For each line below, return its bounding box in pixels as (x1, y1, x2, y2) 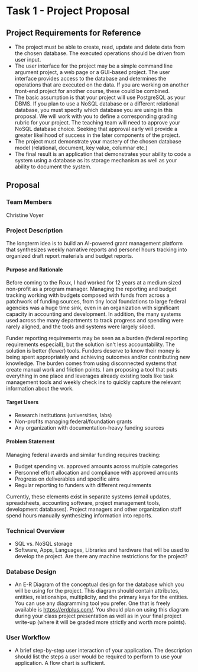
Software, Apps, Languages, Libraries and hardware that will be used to (14, 546, 189, 553)
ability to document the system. (14, 163, 92, 170)
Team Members (6, 198, 52, 206)
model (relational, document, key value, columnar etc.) (14, 144, 148, 151)
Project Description (6, 226, 63, 235)
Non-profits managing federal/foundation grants (14, 418, 132, 425)
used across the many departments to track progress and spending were (6, 317, 184, 324)
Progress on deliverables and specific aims (14, 475, 120, 482)
